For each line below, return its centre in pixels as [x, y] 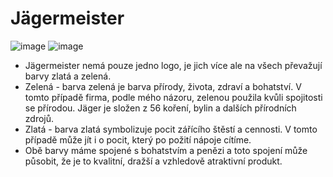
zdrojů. [39, 118]
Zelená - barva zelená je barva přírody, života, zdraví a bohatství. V [163, 86]
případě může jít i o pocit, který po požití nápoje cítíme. [138, 139]
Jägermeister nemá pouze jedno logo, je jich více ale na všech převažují [173, 65]
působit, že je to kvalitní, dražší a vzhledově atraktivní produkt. [153, 161]
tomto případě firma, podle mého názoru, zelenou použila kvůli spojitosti [173, 97]
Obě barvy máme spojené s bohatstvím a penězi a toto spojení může [166, 150]
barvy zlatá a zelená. [68, 76]
